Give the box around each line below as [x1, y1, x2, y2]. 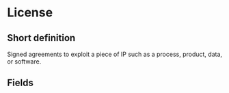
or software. [7, 57, 42, 66]
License [7, 5, 53, 21]
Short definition [7, 32, 76, 44]
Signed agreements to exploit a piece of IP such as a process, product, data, [7, 50, 223, 58]
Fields [7, 77, 34, 89]
